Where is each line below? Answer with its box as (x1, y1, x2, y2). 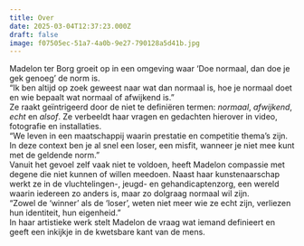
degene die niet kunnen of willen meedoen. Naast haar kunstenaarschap (9, 169, 280, 180)
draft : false (9, 30, 59, 39)
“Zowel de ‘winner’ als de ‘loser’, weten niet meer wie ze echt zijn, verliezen (9, 198, 291, 209)
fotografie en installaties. (9, 121, 102, 132)
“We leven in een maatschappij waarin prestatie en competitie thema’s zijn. (9, 130, 288, 141)
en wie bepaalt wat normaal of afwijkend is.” (9, 92, 175, 103)
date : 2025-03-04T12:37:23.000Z (9, 22, 131, 31)
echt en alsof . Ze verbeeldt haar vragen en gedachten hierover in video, (9, 111, 278, 122)
